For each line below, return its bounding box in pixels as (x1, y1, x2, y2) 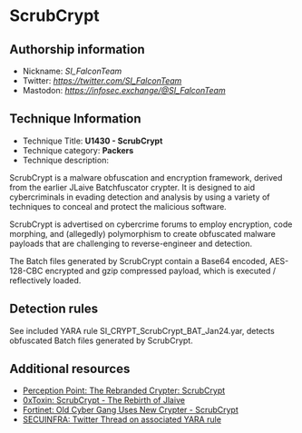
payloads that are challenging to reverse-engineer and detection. (9, 238, 252, 249)
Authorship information (9, 42, 145, 57)
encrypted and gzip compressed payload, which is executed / (44, 265, 277, 276)
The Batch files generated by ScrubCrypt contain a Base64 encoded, (9, 255, 268, 266)
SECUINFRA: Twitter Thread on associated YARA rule (22, 414, 222, 425)
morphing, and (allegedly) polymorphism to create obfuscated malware (9, 228, 277, 239)
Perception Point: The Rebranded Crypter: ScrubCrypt (22, 385, 226, 396)
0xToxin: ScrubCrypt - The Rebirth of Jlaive (22, 395, 186, 406)
